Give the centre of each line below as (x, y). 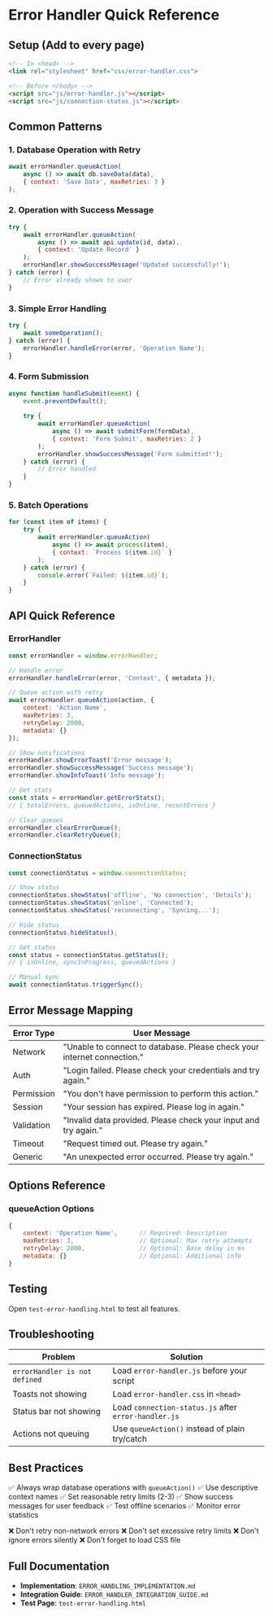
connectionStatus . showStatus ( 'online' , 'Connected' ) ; (102, 903)
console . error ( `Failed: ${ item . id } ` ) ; (103, 575)
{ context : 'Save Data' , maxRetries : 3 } (94, 182)
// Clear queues (36, 820)
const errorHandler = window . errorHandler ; (83, 656)
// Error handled (67, 469)
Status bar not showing (57, 1412)
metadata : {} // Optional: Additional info (132, 1256)
